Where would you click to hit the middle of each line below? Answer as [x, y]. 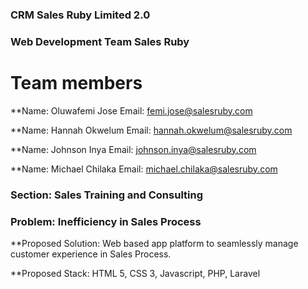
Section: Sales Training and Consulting [107, 195]
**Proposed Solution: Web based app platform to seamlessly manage [154, 243]
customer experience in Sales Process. [91, 254]
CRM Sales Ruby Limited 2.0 [80, 15]
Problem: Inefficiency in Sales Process [106, 221]
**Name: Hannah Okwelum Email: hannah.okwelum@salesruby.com [151, 130]
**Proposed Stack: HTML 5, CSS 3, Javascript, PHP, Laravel [135, 273]
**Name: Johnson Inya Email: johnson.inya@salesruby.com [133, 149]
